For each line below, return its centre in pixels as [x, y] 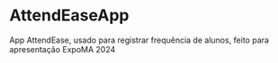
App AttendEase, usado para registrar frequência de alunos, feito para [139, 40]
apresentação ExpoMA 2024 [63, 49]
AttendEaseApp [69, 16]
